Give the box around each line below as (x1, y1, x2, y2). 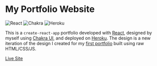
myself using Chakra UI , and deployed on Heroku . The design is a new (5, 35, 151, 41)
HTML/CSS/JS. (5, 45, 37, 51)
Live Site (5, 55, 23, 61)
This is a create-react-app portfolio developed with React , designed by (5, 29, 152, 35)
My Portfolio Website (5, 3, 95, 15)
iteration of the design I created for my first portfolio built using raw (5, 40, 144, 46)
